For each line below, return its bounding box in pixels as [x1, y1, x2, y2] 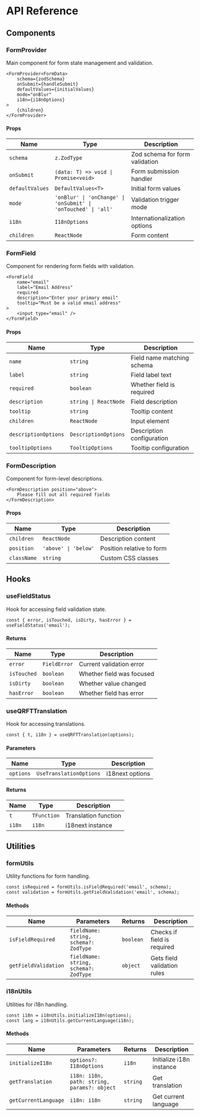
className [9, 555, 37, 562]
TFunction [32, 812, 60, 819]
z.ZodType [54, 155, 83, 161]
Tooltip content [130, 407, 173, 415]
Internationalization [130, 214, 185, 223]
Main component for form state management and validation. [6, 59, 154, 66]
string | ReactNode [70, 398, 125, 405]
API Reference [6, 4, 79, 18]
